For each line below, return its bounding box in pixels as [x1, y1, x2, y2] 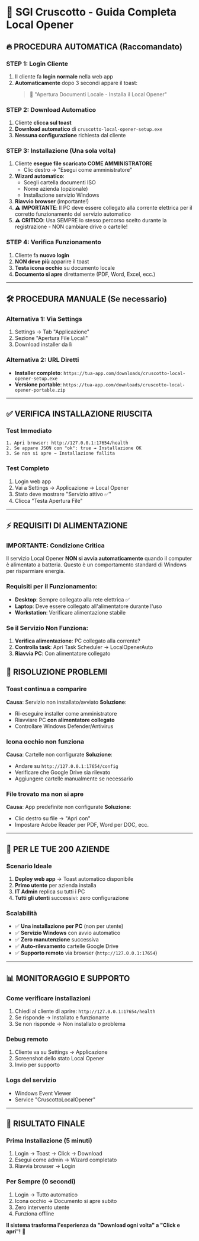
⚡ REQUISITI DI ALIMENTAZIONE [6, 521, 128, 531]
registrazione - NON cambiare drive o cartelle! [14, 223, 128, 231]
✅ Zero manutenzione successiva [14, 936, 99, 943]
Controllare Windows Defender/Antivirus [14, 722, 114, 730]
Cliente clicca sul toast [14, 119, 72, 127]
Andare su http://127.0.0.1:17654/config [14, 763, 118, 769]
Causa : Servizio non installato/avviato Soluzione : [6, 698, 127, 705]
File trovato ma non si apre [6, 790, 84, 798]
